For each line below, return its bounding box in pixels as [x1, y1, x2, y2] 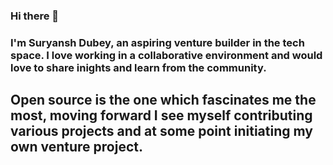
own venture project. [10, 139, 143, 156]
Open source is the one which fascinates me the [10, 92, 317, 109]
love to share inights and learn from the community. [10, 60, 267, 74]
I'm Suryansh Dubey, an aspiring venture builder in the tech [10, 35, 305, 49]
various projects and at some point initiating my [10, 123, 313, 140]
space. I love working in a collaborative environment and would [10, 48, 323, 62]
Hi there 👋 [10, 9, 60, 23]
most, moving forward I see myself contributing [10, 107, 313, 124]
